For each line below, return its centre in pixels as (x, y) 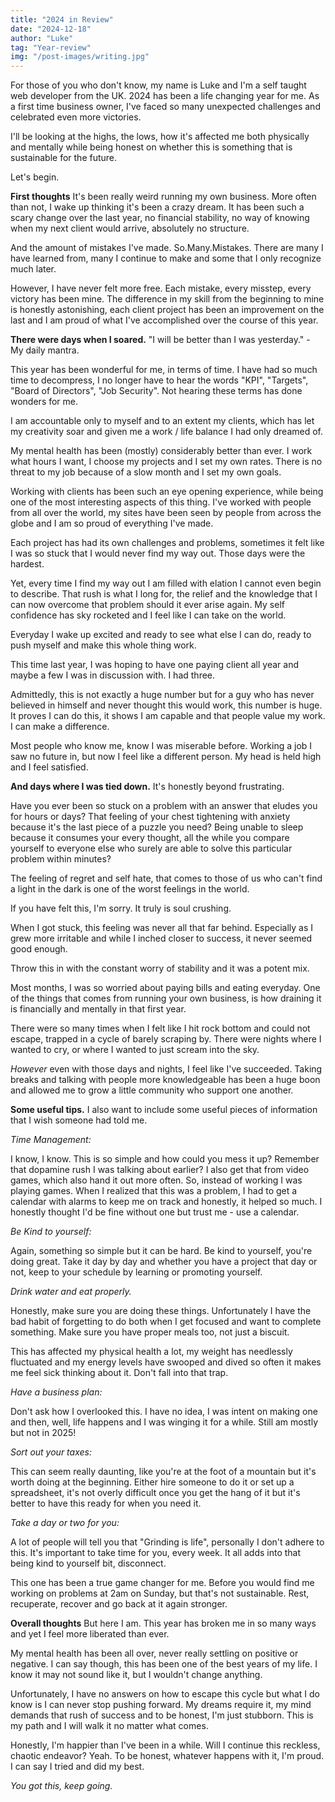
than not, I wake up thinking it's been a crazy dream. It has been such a (157, 207)
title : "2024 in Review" (62, 19)
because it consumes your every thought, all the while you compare (150, 838)
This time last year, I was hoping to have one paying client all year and (154, 665)
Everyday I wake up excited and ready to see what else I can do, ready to (161, 635)
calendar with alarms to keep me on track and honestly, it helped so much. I (166, 1202)
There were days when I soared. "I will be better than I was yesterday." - (160, 340)
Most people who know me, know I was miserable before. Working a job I (161, 746)
